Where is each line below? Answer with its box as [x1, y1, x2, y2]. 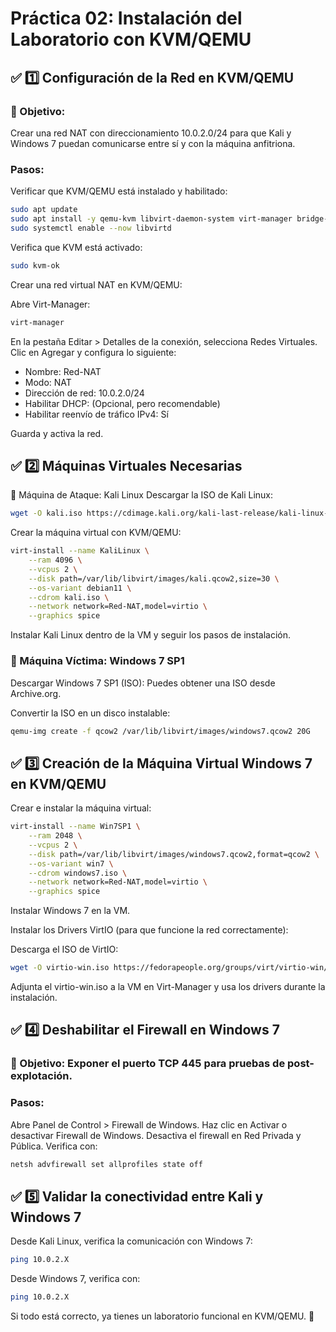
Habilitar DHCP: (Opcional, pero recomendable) [24, 397, 221, 409]
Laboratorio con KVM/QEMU [10, 28, 252, 51]
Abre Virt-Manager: [10, 298, 91, 310]
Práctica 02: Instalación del [10, 7, 243, 30]
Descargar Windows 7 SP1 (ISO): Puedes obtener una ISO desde [10, 677, 276, 689]
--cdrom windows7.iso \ [28, 868, 128, 878]
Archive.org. [10, 687, 62, 699]
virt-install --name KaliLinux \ [10, 546, 150, 556]
